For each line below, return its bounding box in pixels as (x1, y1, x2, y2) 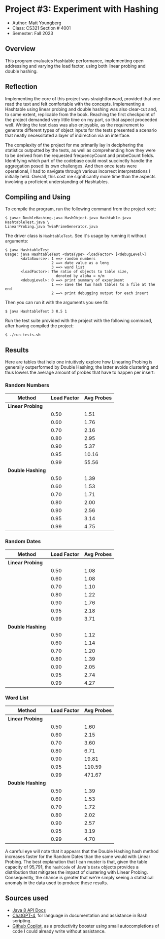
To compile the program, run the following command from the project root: (5, 206, 156, 212)
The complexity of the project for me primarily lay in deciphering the (5, 142, 144, 148)
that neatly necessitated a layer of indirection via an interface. (5, 132, 131, 138)
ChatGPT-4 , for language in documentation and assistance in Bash (12, 912, 148, 918)
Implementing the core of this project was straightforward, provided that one (5, 95, 161, 102)
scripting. (12, 917, 32, 924)
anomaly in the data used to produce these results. (5, 880, 108, 886)
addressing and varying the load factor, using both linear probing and (5, 63, 146, 69)
